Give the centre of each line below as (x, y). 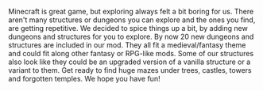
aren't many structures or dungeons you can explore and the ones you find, (132, 20)
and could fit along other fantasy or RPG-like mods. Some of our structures (131, 53)
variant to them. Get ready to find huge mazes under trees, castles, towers (130, 70)
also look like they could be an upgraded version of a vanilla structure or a (130, 62)
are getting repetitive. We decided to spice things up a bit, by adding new (128, 28)
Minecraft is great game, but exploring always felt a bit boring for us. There (131, 11)
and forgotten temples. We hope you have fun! (84, 79)
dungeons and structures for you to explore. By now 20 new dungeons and (131, 36)
